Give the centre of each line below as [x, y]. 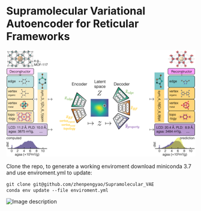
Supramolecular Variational [76, 11]
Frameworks [38, 37]
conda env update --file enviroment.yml [58, 191]
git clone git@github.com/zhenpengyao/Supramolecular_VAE [80, 185]
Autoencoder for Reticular [73, 24]
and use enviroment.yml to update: [49, 173]
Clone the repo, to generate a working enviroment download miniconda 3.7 [99, 167]
